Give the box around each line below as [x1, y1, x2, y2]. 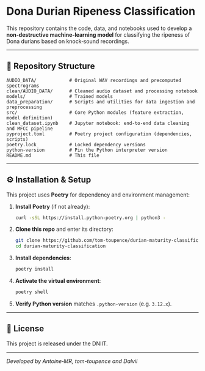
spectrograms [6, 83, 40, 89]
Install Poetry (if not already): [15, 203, 90, 210]
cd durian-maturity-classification [15, 243, 106, 249]
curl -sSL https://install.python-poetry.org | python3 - [15, 214, 166, 221]
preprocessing [6, 104, 43, 110]
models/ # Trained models [6, 93, 113, 99]
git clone [15, 238, 41, 244]
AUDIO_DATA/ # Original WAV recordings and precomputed [6, 77, 182, 83]
